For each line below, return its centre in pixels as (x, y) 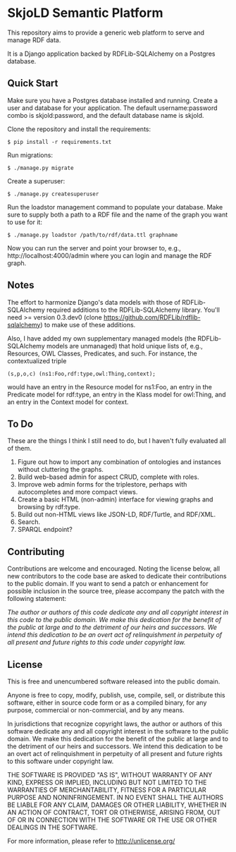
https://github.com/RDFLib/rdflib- (152, 317)
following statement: (37, 599)
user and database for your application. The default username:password (112, 108)
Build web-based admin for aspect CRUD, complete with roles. (108, 477)
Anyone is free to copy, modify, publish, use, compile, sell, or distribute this (116, 695)
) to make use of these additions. (88, 324)
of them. (19, 449)
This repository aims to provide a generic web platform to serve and (106, 32)
